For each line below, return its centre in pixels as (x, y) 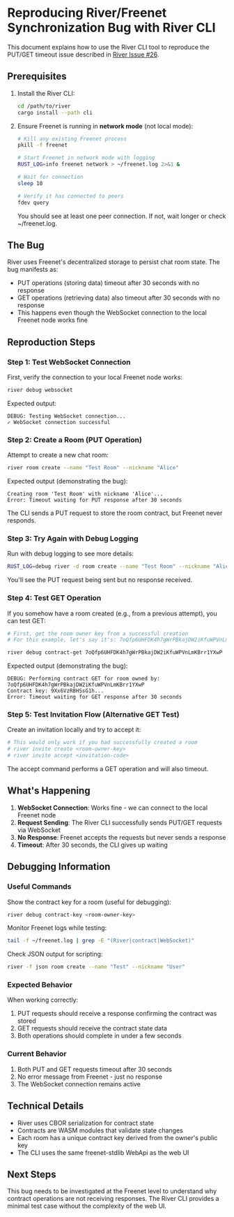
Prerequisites (37, 76)
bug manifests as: (33, 270)
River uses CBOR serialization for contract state (86, 1123)
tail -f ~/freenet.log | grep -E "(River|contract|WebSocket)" (101, 941)
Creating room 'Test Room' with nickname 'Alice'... (85, 494)
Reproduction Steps (51, 342)
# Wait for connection (50, 177)
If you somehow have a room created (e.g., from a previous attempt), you (112, 613)
